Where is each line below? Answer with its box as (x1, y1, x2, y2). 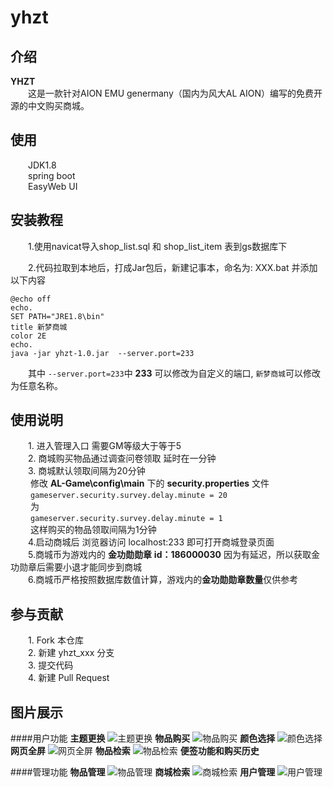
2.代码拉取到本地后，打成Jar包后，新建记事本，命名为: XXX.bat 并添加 (28, 261, 318, 273)
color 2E (10, 331, 47, 341)
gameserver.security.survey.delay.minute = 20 (29, 491, 228, 501)
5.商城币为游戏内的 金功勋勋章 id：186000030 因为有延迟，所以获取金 (28, 549, 320, 561)
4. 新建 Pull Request (28, 672, 110, 684)
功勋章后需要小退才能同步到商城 (10, 561, 142, 573)
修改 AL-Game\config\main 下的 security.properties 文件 (29, 477, 270, 490)
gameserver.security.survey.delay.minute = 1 (29, 514, 223, 524)
